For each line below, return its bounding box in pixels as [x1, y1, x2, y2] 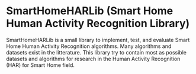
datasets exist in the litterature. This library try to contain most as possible [6, 49, 187, 56]
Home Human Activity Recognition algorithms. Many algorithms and [6, 43, 172, 50]
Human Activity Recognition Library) [6, 17, 190, 30]
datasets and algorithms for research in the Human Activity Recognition [6, 55, 181, 62]
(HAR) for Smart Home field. [6, 61, 75, 69]
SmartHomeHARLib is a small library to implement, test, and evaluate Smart [6, 36, 190, 43]
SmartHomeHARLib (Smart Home [6, 4, 173, 18]
